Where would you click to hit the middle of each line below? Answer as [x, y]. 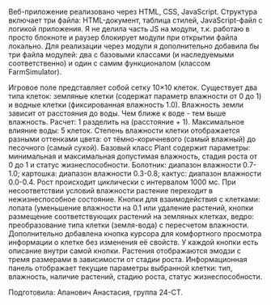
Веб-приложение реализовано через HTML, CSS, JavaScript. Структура [133, 12]
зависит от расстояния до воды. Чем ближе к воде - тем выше [117, 113]
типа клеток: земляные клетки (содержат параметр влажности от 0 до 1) [135, 96]
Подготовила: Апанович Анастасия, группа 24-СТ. [96, 292]
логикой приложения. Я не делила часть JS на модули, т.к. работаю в [129, 29]
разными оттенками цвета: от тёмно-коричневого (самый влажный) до [132, 139]
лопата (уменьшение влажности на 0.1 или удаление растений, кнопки [131, 208]
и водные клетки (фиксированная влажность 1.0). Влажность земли [126, 105]
